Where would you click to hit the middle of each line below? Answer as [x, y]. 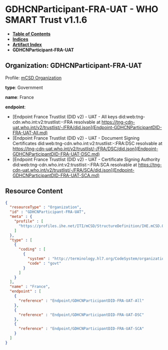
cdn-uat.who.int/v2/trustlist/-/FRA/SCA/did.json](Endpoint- [73, 170]
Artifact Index [27, 44]
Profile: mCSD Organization [33, 78]
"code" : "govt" [44, 263]
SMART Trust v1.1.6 [46, 20]
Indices [20, 39]
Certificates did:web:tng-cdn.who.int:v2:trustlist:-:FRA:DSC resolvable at [87, 143]
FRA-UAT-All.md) [30, 133]
